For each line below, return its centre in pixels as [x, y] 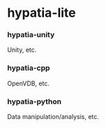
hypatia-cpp [29, 68]
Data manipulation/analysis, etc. [53, 117]
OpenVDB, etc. [29, 83]
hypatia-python [34, 101]
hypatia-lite [42, 13]
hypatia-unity [31, 35]
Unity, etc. [22, 50]
